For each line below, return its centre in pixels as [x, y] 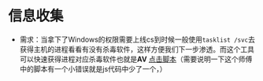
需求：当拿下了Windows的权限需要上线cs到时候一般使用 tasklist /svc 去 [137, 39]
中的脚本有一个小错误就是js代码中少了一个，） [93, 68]
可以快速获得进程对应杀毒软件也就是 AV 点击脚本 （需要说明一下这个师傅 [136, 59]
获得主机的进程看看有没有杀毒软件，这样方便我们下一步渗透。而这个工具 [137, 49]
